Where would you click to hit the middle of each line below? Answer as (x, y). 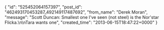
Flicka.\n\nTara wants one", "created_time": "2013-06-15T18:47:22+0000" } (81, 22)
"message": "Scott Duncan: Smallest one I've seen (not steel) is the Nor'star (82, 17)
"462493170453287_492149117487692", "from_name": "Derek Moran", (76, 12)
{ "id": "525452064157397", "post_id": (43, 7)
